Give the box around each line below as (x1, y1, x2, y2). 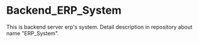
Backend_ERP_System (6, 4, 122, 17)
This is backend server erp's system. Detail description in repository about (6, 23, 193, 30)
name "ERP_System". (6, 29, 59, 36)
